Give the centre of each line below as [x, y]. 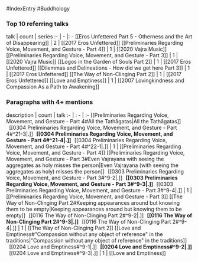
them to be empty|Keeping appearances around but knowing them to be [94, 209]
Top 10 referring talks [38, 24]
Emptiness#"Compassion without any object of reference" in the [85, 234]
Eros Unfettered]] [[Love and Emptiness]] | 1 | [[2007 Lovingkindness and [95, 81]
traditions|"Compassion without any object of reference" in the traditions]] [97, 240]
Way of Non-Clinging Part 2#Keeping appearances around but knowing [93, 202]
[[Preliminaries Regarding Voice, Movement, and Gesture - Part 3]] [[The [95, 196]
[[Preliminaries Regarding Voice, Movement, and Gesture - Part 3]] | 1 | [92, 55]
